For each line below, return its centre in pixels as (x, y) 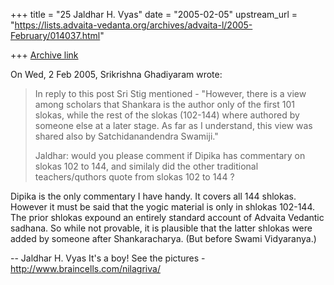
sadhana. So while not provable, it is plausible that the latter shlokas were (161, 228)
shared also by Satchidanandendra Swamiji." (126, 136)
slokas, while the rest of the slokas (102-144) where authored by (167, 115)
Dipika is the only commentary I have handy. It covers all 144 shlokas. (153, 196)
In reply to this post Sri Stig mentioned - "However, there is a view (170, 93)
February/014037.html (55, 35)
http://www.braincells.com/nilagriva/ (85, 268)
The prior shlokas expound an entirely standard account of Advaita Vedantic (167, 217)
